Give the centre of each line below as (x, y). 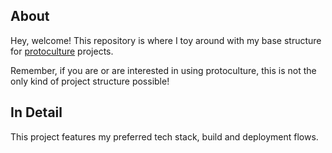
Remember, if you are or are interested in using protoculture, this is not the (163, 70)
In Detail (36, 112)
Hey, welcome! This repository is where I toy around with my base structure (166, 40)
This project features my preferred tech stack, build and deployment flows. (164, 136)
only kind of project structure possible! (90, 81)
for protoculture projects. (62, 51)
